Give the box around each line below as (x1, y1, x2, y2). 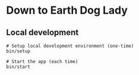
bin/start (6, 64, 31, 70)
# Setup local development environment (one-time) (6, 43, 134, 49)
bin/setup (6, 48, 31, 54)
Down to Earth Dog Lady (6, 4, 128, 17)
